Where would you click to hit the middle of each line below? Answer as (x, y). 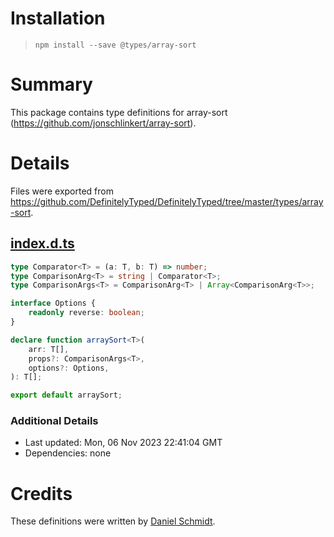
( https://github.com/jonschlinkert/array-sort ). (103, 123)
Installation (58, 18)
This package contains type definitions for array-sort (119, 112)
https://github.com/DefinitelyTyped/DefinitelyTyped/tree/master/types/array (167, 201)
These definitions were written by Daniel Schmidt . (113, 521)
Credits (41, 493)
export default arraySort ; (66, 395)
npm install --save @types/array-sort (115, 45)
